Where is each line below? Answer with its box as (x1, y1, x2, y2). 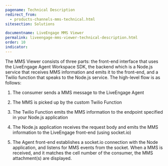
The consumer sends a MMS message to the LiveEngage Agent (12, 89, 144, 96)
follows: (5, 79, 22, 86)
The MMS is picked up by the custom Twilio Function (12, 99, 122, 105)
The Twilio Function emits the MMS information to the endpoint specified (12, 109, 163, 115)
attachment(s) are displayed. (12, 155, 72, 161)
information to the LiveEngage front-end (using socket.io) (12, 129, 131, 135)
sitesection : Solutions (5, 21, 55, 27)
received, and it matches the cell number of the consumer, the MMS (12, 149, 153, 156)
